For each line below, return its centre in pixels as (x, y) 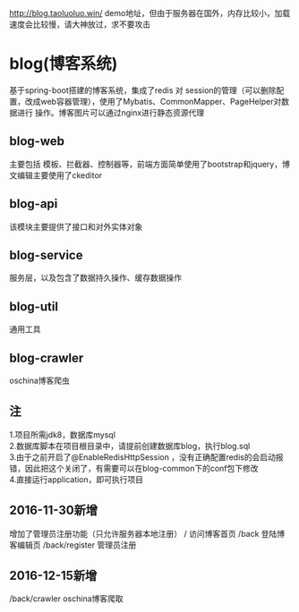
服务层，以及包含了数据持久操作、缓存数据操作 (95, 278)
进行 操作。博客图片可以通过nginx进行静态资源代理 (111, 112)
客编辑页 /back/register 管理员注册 (73, 545)
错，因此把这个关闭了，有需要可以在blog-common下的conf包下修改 (134, 468)
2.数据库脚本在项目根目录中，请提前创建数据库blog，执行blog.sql (130, 446)
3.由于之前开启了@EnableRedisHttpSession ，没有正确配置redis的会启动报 (146, 457)
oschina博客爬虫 (39, 380)
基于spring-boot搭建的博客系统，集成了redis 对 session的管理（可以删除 (143, 90)
